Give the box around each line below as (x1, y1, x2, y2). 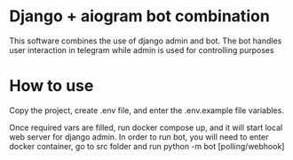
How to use (9, 76, 94, 96)
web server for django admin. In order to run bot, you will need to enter (9, 131, 269, 142)
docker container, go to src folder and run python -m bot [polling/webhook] (9, 141, 285, 151)
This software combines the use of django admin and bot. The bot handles (9, 35, 282, 46)
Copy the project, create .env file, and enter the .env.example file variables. (9, 104, 284, 116)
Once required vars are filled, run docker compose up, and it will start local (9, 122, 283, 133)
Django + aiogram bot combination (9, 6, 271, 27)
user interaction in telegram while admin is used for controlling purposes (9, 44, 274, 55)
